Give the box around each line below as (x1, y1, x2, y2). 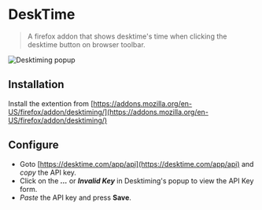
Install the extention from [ (8, 98, 94, 108)
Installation (8, 78, 65, 91)
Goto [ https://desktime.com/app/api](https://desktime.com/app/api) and (19, 159, 254, 168)
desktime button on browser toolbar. (27, 39, 146, 49)
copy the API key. (19, 168, 77, 177)
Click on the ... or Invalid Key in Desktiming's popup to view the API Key (19, 175, 254, 186)
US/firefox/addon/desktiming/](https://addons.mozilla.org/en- (8, 107, 208, 116)
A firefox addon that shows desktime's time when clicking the (27, 31, 227, 41)
